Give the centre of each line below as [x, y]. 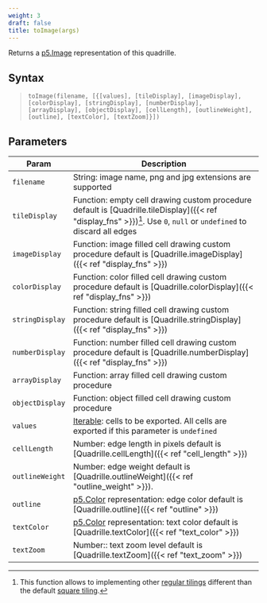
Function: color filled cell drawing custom [150, 277]
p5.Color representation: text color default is [155, 523]
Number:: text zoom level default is [137, 545]
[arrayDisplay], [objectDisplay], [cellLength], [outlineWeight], [140, 110]
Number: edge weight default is [132, 467]
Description [164, 164]
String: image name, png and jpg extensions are [162, 177]
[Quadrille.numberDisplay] [200, 353]
